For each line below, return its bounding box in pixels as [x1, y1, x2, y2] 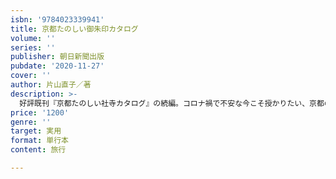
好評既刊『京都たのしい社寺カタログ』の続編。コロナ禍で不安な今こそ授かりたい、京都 [19, 98, 325, 108]
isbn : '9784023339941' [10, 14, 105, 25]
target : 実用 [10, 126, 62, 136]
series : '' [10, 42, 56, 53]
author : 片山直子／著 [10, 80, 92, 90]
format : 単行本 [10, 136, 69, 146]
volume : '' [10, 33, 56, 43]
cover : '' [10, 71, 52, 81]
